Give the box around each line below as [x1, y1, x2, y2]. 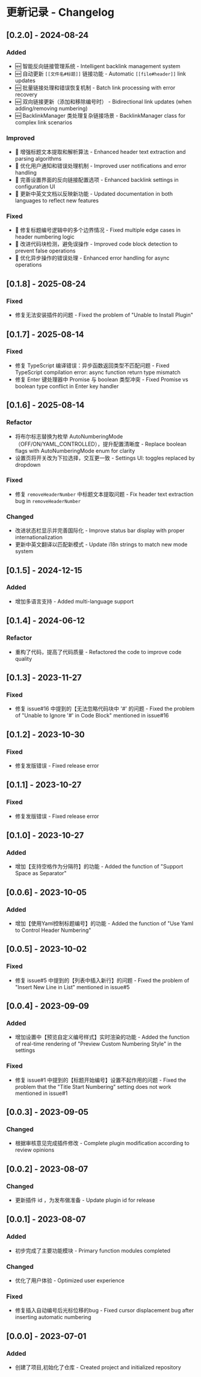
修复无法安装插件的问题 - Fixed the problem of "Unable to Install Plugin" [14, 312, 194, 319]
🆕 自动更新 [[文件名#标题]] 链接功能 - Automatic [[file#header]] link [14, 70, 187, 77]
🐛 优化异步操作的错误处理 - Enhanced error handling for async [14, 254, 170, 262]
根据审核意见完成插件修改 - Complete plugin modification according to [14, 1140, 190, 1147]
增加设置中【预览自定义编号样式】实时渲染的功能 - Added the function [14, 1033, 190, 1041]
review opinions [14, 1146, 55, 1154]
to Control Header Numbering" [14, 926, 91, 934]
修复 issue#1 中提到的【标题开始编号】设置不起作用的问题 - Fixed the [14, 1076, 187, 1083]
